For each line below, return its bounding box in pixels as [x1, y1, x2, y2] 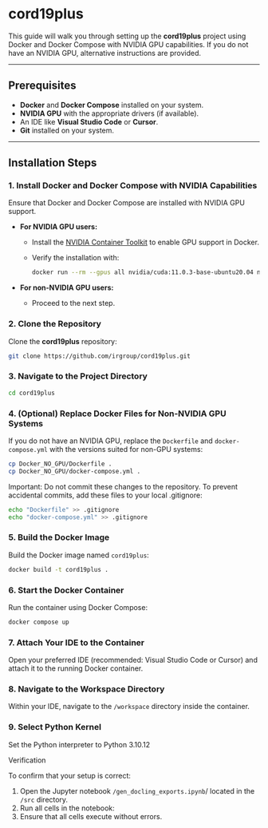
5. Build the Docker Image [8, 532, 110, 543]
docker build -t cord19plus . [8, 565, 109, 573]
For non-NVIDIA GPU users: [19, 283, 114, 292]
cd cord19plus [8, 389, 56, 397]
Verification [8, 755, 46, 765]
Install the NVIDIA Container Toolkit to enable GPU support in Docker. [31, 237, 259, 248]
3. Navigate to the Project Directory [8, 370, 148, 382]
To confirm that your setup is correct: [8, 771, 132, 780]
